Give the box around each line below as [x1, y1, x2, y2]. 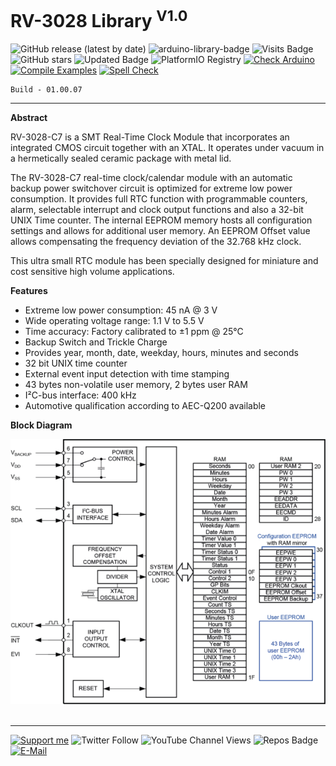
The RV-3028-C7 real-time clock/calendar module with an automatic [10, 172, 293, 184]
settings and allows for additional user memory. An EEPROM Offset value [10, 225, 311, 237]
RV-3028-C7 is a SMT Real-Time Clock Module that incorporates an [10, 131, 290, 143]
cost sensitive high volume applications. [10, 266, 175, 278]
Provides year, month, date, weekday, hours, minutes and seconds [24, 347, 299, 359]
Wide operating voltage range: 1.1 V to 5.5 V [24, 315, 205, 327]
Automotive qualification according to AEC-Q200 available [24, 400, 267, 412]
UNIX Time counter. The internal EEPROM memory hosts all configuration [10, 214, 313, 226]
